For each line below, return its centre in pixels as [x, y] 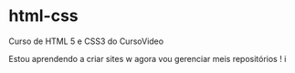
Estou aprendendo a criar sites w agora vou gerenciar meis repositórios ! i [147, 58]
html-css [43, 16]
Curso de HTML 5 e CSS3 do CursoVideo [86, 41]
